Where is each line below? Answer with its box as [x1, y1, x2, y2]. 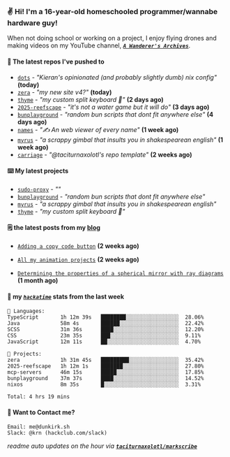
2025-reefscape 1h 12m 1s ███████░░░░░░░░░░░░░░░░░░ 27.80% [7, 363, 204, 370]
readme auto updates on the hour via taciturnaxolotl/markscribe [7, 442, 197, 450]
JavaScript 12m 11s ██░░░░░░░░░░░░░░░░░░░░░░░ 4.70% [7, 338, 201, 345]
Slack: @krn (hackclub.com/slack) [7, 430, 108, 437]
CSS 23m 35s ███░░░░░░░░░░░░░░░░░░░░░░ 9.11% [7, 332, 201, 340]
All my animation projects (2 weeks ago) [17, 255, 139, 263]
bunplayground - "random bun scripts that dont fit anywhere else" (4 [17, 110, 214, 118]
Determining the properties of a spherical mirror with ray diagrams [17, 270, 224, 277]
